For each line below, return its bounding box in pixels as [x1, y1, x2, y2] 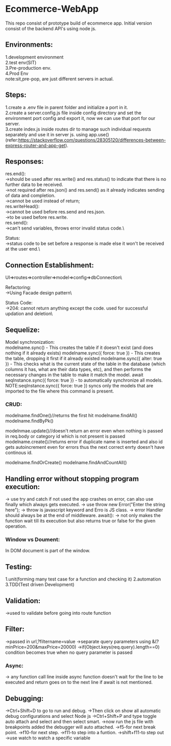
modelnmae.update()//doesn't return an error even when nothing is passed [5, 428, 163, 434]
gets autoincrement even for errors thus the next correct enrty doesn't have [5, 444, 165, 450]
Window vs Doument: [5, 536, 60, 543]
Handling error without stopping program [5, 474, 139, 483]
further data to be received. [5, 181, 63, 188]
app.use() [88, 131, 109, 137]
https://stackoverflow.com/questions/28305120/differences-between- [18, 137, 166, 143]
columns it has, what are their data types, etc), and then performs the [5, 366, 152, 372]
